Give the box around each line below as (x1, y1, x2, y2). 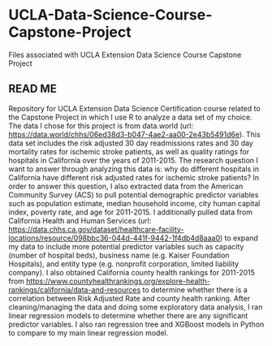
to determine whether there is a (142, 284, 248, 294)
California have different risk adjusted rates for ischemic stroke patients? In (8, 172, 260, 182)
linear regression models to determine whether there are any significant (8, 310, 248, 320)
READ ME (8, 82, 57, 96)
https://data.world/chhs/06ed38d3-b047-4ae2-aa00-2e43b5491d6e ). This (8, 129, 261, 139)
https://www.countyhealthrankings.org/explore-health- (25, 276, 210, 286)
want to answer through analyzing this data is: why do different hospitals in (8, 164, 260, 174)
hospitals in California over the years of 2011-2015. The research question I (8, 155, 258, 165)
